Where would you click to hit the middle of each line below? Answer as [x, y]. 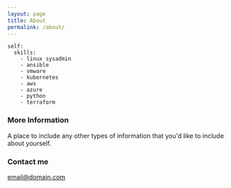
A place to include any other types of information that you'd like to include [116, 136]
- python [33, 96]
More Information [38, 120]
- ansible [35, 65]
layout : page [27, 14]
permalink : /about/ [36, 27]
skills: [25, 53]
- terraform [38, 103]
